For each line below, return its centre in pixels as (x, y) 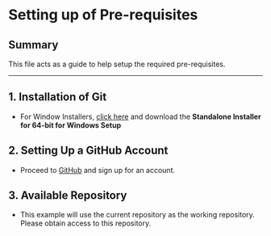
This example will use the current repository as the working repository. (138, 215)
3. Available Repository (68, 196)
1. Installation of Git (58, 97)
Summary (33, 45)
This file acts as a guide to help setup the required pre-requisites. (117, 64)
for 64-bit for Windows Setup (71, 125)
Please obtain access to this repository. (85, 223)
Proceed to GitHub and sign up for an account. (98, 170)
